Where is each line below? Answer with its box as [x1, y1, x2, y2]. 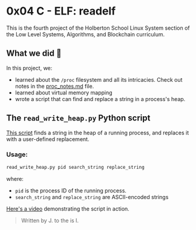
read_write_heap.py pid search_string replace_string [6, 164, 145, 170]
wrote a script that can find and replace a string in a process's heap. [15, 95, 186, 102]
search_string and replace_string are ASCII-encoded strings [15, 193, 169, 200]
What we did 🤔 [6, 48, 62, 59]
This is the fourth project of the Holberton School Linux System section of [6, 24, 191, 31]
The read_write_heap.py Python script [6, 113, 151, 123]
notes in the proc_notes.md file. [15, 82, 94, 90]
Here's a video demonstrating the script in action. [6, 205, 130, 212]
